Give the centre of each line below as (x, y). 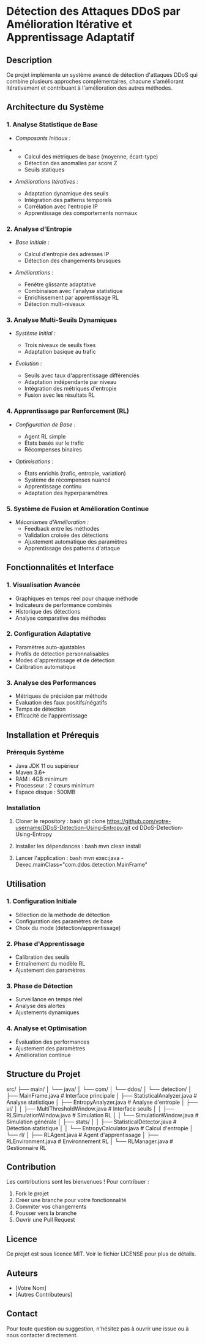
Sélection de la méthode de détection (62, 915)
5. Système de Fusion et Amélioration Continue (78, 509)
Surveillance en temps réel (49, 999)
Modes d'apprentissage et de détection (65, 660)
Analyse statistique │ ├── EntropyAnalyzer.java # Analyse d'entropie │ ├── (102, 1102)
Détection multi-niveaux (54, 304)
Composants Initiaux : (43, 138)
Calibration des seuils (43, 957)
